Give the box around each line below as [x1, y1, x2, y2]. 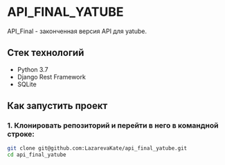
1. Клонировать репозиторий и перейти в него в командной [7, 121, 219, 130]
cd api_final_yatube [7, 151, 67, 159]
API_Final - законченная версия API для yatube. [7, 27, 147, 35]
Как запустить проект [7, 100, 108, 112]
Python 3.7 [17, 65, 48, 73]
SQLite [17, 80, 37, 88]
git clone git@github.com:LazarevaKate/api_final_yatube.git [7, 145, 188, 152]
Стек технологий [7, 47, 84, 59]
